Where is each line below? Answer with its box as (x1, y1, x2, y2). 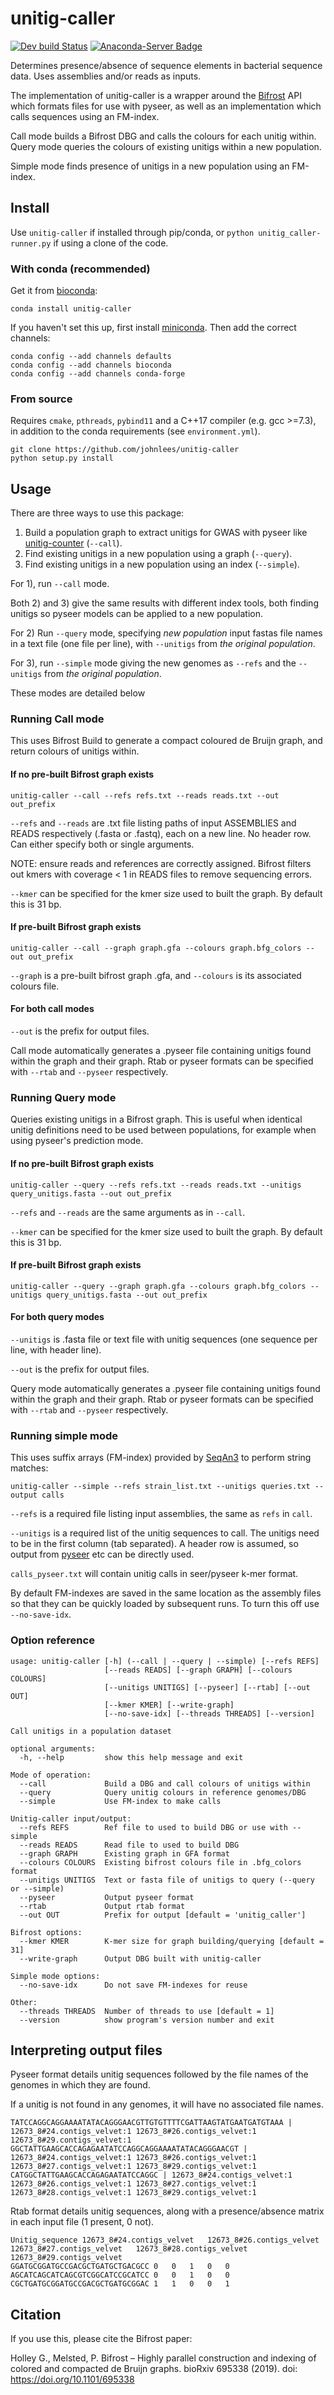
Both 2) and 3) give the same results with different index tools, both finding (10, 597, 319, 609)
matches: (10, 1462, 49, 1474)
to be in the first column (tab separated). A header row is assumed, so (10, 1538, 299, 1550)
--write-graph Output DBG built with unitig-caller (19, 1953, 262, 1964)
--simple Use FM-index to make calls (19, 1796, 222, 1806)
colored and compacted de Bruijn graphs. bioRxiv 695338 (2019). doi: (10, 2363, 298, 2375)
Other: (10, 1997, 38, 2007)
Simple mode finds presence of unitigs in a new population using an (10, 160, 290, 172)
